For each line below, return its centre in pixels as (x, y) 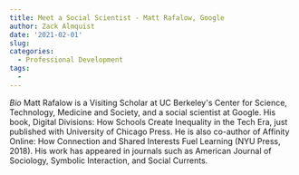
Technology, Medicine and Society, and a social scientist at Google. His (143, 112)
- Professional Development (71, 60)
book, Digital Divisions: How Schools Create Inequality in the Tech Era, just (149, 122)
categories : (32, 52)
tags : (19, 69)
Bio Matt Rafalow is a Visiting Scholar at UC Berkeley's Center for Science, (149, 102)
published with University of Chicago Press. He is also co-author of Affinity (149, 131)
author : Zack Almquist (52, 26)
